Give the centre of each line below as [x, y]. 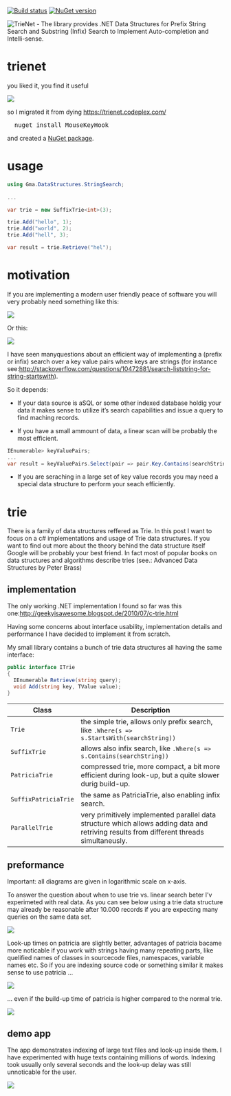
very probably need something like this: [63, 301]
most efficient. [37, 438]
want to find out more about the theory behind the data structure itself [107, 546]
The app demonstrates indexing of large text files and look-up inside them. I [114, 1050]
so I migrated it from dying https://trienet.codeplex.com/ [87, 112]
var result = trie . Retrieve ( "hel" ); [59, 248]
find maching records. [48, 417]
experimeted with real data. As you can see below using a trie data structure [115, 902]
